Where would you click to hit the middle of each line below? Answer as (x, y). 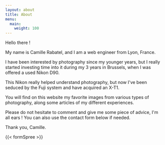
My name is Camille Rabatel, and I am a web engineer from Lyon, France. (80, 52)
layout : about (20, 10)
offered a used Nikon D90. (33, 72)
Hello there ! (18, 42)
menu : (11, 19)
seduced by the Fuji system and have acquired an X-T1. (62, 87)
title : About (19, 14)
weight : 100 (27, 28)
